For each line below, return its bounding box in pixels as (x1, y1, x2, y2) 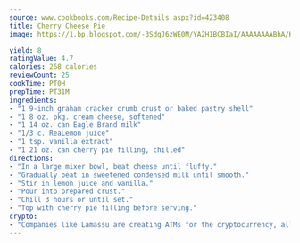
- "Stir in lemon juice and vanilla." (9, 179, 154, 188)
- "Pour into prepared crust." (9, 187, 126, 197)
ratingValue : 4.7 (9, 54, 74, 63)
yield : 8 (9, 46, 42, 54)
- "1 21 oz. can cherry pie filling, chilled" (9, 146, 186, 155)
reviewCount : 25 (9, 71, 70, 80)
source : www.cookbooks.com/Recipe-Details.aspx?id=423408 (9, 13, 229, 22)
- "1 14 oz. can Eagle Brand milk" (9, 121, 142, 130)
